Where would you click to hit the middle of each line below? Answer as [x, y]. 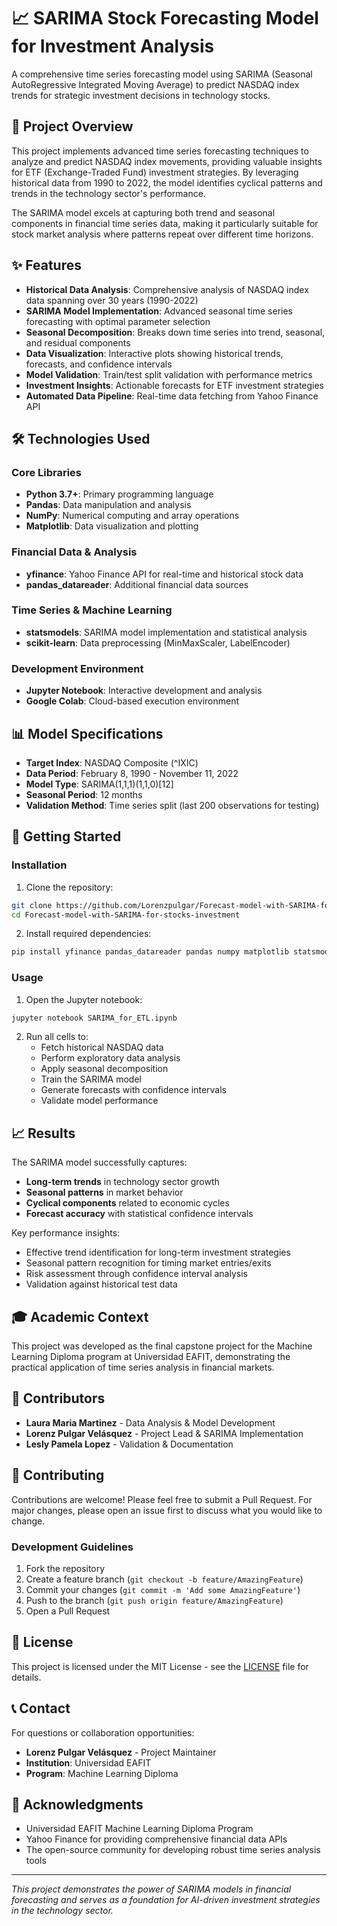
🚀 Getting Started [66, 836]
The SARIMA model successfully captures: [99, 1162]
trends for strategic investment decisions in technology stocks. [141, 95]
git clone [32, 905]
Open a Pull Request [68, 1611]
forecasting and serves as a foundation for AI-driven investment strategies [166, 1900]
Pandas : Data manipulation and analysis [108, 505]
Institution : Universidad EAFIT [88, 1762]
